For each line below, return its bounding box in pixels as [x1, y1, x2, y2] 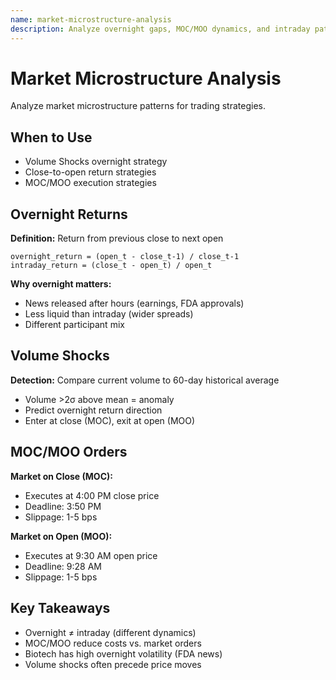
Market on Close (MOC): [10, 470, 113, 482]
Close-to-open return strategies [24, 166, 157, 178]
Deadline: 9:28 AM [24, 560, 102, 572]
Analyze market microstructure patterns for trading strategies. [10, 100, 266, 112]
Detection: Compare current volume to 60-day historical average [10, 374, 280, 386]
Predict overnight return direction [24, 404, 163, 416]
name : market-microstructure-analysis [10, 14, 172, 25]
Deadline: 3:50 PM [24, 500, 102, 512]
